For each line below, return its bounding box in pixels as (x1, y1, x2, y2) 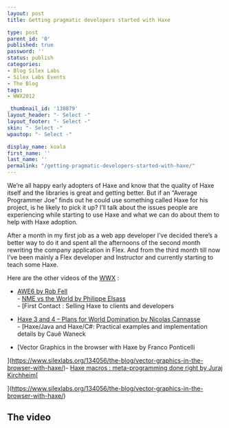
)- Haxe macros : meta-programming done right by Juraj (63, 364, 223, 372)
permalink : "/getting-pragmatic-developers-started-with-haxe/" (7, 162, 195, 169)
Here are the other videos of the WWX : (7, 274, 119, 282)
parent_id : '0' (7, 35, 51, 42)
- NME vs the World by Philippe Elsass (17, 295, 126, 303)
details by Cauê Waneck (17, 330, 86, 338)
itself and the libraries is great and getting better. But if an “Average (7, 189, 198, 197)
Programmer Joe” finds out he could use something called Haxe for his (7, 196, 208, 204)
